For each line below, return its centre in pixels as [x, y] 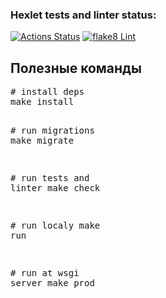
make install [42, 102]
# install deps [47, 92]
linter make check [55, 188]
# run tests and [50, 178]
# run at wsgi [45, 273]
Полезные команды [76, 68]
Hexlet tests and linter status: [83, 15]
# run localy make [55, 226]
